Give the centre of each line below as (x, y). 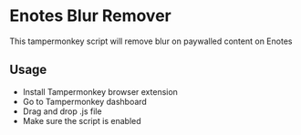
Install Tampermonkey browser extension (100, 91)
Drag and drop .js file (62, 111)
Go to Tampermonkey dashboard (85, 101)
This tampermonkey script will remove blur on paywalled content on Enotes (151, 41)
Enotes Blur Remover (90, 16)
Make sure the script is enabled (82, 120)
